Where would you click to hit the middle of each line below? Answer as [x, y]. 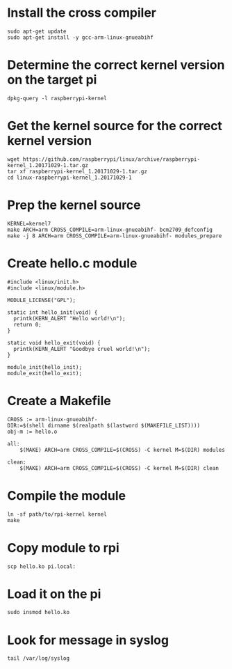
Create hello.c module [72, 263]
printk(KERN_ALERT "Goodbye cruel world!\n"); [82, 349]
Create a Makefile [59, 401]
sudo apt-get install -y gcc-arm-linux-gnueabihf [81, 37]
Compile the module [67, 495]
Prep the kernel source [74, 205]
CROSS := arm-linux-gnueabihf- [52, 419]
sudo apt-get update [37, 31]
